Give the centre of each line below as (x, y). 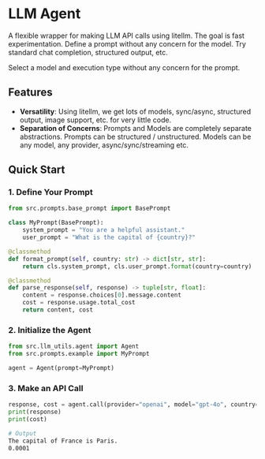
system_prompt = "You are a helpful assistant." (104, 230)
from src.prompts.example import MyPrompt (79, 354)
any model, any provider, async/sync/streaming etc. (104, 145)
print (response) (35, 412)
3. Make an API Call (46, 388)
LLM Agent (45, 14)
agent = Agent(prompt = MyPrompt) (61, 368)
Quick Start (37, 170)
